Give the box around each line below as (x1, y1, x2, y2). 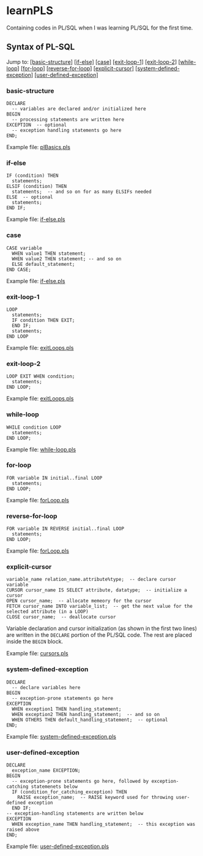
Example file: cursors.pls (6, 650, 68, 657)
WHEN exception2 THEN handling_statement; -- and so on (12, 711, 160, 717)
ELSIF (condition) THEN (6, 184, 67, 190)
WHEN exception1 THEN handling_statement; (12, 706, 122, 712)
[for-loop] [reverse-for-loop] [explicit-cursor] (20, 64, 135, 72)
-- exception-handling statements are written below (6, 811, 144, 817)
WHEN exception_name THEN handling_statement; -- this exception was (12, 821, 196, 828)
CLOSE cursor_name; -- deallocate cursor (6, 614, 116, 620)
